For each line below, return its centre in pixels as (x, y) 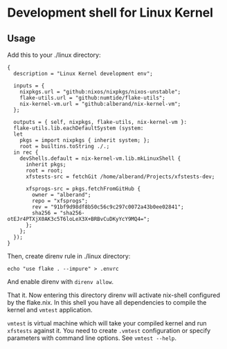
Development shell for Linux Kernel (110, 13)
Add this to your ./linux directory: (54, 55)
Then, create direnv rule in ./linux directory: (69, 256)
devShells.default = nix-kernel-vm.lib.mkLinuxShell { (100, 159)
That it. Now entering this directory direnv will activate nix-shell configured (113, 295)
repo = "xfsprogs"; (60, 201)
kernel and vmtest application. (50, 310)
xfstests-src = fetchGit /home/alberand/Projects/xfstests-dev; (120, 177)
